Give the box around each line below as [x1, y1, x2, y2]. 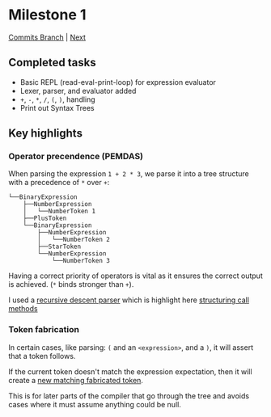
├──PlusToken [23, 214, 67, 223]
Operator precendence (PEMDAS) [8, 151, 144, 162]
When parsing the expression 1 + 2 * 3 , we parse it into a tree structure [8, 169, 249, 179]
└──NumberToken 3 [51, 257, 111, 265]
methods [8, 304, 38, 314]
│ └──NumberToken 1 [23, 208, 95, 216]
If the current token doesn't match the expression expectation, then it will [8, 366, 252, 377]
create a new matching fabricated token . [8, 375, 144, 385]
